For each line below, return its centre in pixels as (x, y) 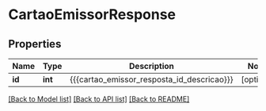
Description (152, 66)
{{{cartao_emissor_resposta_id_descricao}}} (152, 79)
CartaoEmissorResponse (92, 15)
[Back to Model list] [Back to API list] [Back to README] (99, 99)
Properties (35, 44)
